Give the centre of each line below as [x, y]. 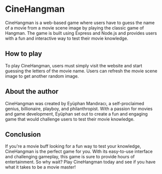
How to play [24, 54]
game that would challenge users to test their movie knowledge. [70, 119]
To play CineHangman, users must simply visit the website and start [74, 65]
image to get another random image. [42, 76]
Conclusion [23, 134]
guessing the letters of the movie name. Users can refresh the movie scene [81, 71]
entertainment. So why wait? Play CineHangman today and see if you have [80, 162]
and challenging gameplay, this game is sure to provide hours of [70, 157]
